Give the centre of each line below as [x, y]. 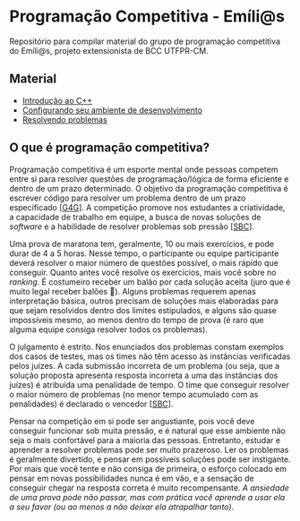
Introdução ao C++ [57, 100]
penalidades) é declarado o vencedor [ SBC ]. [91, 404]
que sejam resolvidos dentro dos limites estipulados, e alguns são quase [143, 310]
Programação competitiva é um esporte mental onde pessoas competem [144, 169]
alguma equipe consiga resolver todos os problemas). [109, 329]
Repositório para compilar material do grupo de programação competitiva [145, 41]
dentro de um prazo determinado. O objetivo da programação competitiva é [149, 188]
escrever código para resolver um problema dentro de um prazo [128, 198]
